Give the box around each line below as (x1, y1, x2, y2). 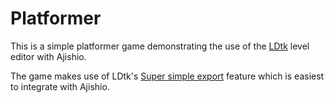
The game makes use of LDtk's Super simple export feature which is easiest (10, 70, 325, 82)
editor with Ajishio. (10, 50, 87, 62)
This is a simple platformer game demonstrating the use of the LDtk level (10, 40, 310, 52)
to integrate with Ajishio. (10, 80, 110, 92)
